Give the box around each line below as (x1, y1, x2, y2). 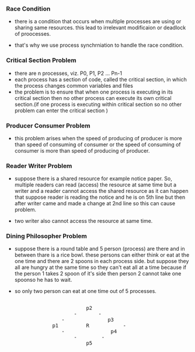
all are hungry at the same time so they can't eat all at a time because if (14, 264, 187, 271)
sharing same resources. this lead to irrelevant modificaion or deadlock (14, 24, 186, 31)
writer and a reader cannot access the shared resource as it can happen (14, 188, 189, 195)
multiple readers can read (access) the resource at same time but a (14, 181, 177, 188)
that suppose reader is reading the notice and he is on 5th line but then (14, 194, 186, 201)
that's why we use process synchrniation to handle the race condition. (14, 42, 184, 49)
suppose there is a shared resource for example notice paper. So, (14, 175, 172, 182)
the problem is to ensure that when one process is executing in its (14, 88, 173, 95)
